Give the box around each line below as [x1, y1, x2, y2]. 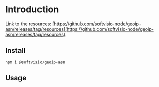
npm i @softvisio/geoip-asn [5, 60, 66, 65]
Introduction [5, 4, 59, 15]
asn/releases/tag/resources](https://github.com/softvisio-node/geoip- [5, 26, 154, 32]
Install [5, 46, 26, 55]
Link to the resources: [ [5, 20, 54, 27]
